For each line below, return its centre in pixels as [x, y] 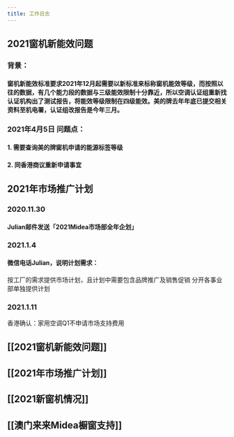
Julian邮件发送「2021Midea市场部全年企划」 [72, 227]
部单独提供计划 [29, 288]
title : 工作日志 [29, 14]
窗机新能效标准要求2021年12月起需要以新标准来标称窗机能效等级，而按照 [112, 83]
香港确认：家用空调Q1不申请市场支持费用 [66, 323]
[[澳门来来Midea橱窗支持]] [65, 425]
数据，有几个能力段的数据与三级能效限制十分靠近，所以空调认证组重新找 [123, 92]
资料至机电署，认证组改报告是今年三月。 [65, 110]
